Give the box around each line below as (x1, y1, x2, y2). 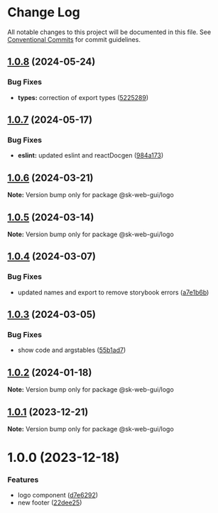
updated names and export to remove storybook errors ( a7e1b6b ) (17, 288, 209, 297)
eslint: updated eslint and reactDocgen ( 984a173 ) (17, 151, 164, 160)
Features (7, 475, 39, 485)
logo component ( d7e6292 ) (17, 491, 98, 500)
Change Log (7, 4, 80, 21)
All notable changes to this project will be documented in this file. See (7, 28, 212, 36)
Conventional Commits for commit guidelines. (7, 35, 141, 43)
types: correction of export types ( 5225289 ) (17, 93, 149, 101)
